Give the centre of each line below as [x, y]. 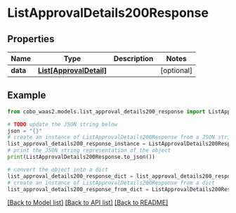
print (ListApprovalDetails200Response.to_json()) [81, 157]
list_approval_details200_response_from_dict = [78, 189]
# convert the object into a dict [58, 169]
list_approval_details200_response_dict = [70, 176]
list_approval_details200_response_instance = [77, 144]
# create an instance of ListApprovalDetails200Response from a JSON [111, 137]
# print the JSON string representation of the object [89, 150]
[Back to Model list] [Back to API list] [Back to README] [88, 202]
